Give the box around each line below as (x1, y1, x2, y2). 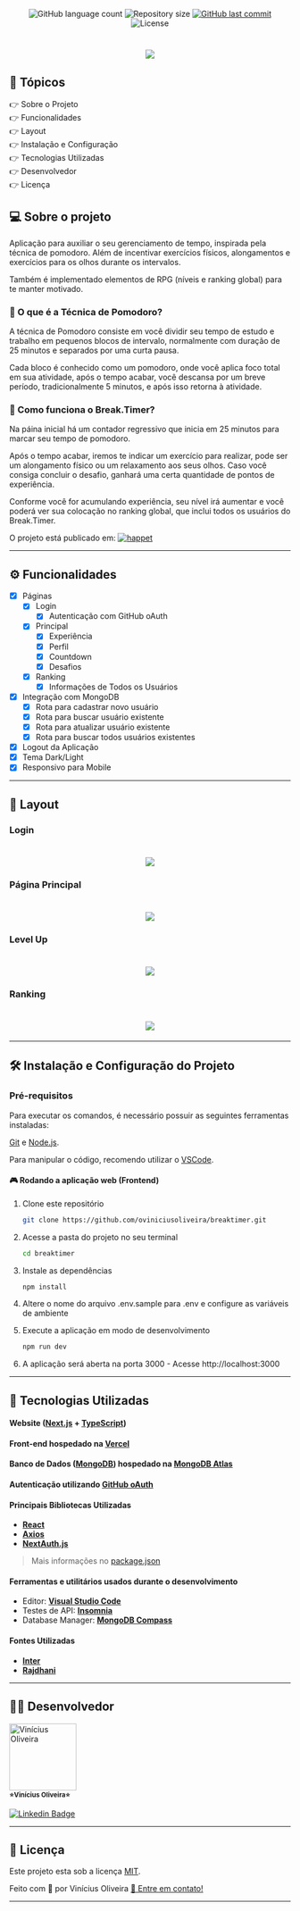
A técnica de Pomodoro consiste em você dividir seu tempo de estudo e (9, 326, 275, 337)
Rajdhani (21, 1665, 56, 1675)
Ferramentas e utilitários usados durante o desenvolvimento (9, 1576, 238, 1587)
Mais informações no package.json (30, 1556, 161, 1566)
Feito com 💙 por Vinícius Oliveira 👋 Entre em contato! (9, 1883, 204, 1894)
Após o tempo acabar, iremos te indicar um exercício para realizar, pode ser (9, 451, 288, 462)
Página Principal (9, 878, 82, 890)
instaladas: (9, 1119, 49, 1130)
